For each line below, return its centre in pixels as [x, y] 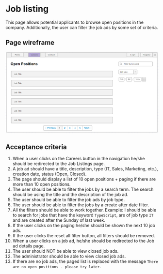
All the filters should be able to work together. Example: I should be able [84, 210]
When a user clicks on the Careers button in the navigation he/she [79, 159]
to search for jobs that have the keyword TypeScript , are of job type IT [83, 215]
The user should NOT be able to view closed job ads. [65, 251]
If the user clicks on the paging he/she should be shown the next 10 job [84, 226]
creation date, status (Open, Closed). [49, 174]
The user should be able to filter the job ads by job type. [69, 200]
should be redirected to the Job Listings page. [59, 164]
